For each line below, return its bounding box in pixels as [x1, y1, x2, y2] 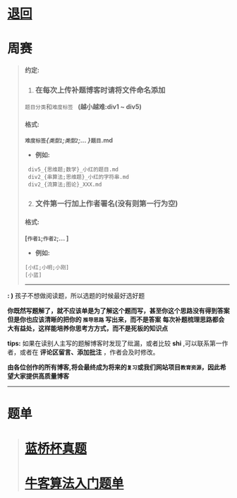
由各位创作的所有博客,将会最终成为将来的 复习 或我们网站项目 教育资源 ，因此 [7, 362, 221, 371]
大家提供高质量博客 [13, 372, 69, 380]
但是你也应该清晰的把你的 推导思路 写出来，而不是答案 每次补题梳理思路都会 [7, 315, 225, 324]
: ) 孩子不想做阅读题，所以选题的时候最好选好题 [7, 291, 145, 300]
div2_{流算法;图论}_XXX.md [28, 181, 102, 189]
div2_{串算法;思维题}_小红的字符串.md [28, 174, 129, 181]
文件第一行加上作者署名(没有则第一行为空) [35, 198, 178, 208]
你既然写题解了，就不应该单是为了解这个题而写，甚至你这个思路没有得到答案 [7, 306, 230, 314]
